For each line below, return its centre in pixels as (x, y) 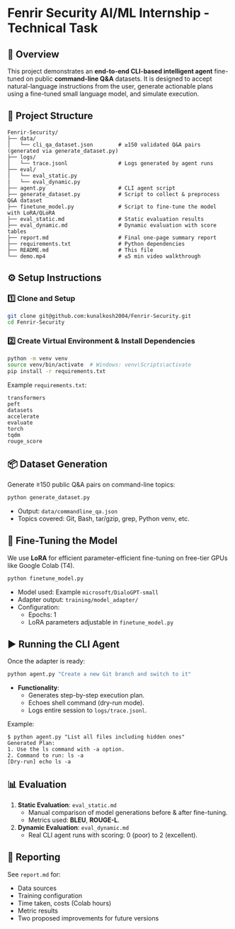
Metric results (38, 911)
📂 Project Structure (50, 116)
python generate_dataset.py (49, 497)
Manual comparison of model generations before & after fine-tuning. (128, 813)
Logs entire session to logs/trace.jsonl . (87, 710)
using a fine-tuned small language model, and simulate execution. (103, 94)
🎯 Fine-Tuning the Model (63, 541)
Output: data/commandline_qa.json (68, 511)
